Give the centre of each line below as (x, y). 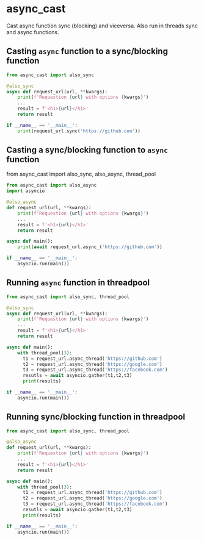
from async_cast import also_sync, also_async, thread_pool (81, 174)
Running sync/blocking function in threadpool (96, 417)
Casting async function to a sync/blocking (87, 52)
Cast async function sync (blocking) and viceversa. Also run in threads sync (102, 26)
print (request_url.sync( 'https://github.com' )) (79, 131)
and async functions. (33, 32)
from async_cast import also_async (52, 185)
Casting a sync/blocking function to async (87, 150)
